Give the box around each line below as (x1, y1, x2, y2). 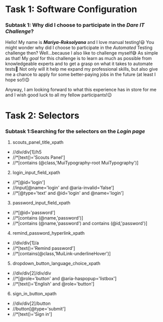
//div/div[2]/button (12, 300, 51, 306)
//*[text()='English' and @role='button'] (12, 281, 95, 287)
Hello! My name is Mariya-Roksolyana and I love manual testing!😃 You (5, 39, 154, 45)
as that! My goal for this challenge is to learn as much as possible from (5, 56, 152, 62)
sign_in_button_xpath (12, 290, 57, 296)
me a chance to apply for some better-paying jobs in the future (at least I (5, 72, 156, 78)
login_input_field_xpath (12, 169, 60, 175)
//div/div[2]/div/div (12, 270, 51, 276)
